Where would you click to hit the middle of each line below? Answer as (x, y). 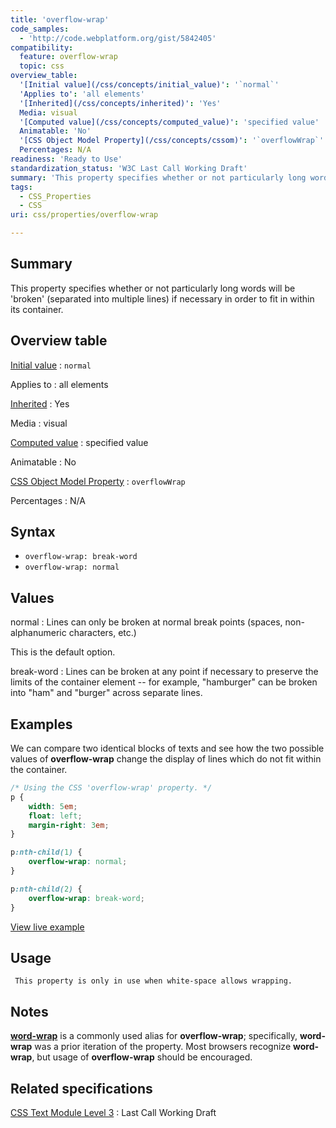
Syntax (33, 532)
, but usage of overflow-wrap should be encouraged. (142, 1057)
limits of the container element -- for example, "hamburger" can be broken (164, 682)
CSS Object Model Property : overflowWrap (98, 481)
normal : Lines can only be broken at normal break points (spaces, (146, 622)
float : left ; (55, 816)
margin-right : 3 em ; (69, 825)
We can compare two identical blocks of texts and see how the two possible (167, 748)
